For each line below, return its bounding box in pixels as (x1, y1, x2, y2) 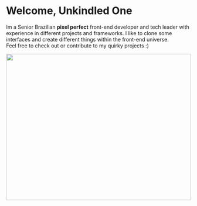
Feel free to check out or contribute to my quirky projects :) (6, 42, 150, 49)
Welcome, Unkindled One (6, 4, 133, 18)
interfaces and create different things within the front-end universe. (6, 36, 169, 43)
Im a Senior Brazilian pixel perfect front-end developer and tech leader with (6, 23, 189, 30)
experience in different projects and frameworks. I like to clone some (6, 29, 172, 36)
